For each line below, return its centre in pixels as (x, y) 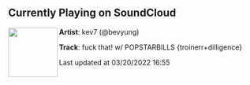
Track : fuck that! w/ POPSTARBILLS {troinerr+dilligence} (151, 47)
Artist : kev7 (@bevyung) (99, 31)
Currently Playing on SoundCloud (92, 13)
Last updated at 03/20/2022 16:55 (114, 62)
